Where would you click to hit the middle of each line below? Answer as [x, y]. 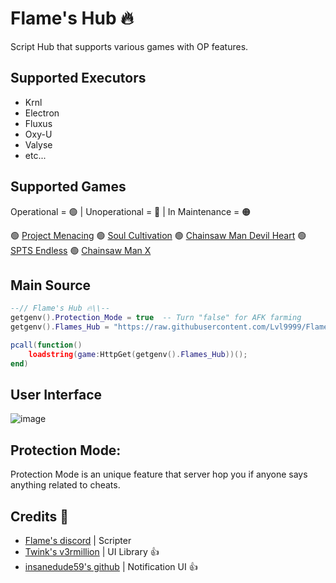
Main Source [51, 285]
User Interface [56, 395]
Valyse [38, 144]
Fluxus [38, 123]
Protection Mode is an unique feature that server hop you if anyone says [159, 474]
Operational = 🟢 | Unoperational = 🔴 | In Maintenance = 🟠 [131, 211]
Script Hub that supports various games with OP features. [129, 46]
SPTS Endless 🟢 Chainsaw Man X [81, 250]
